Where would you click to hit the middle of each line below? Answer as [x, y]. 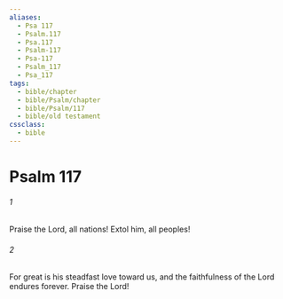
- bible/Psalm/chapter [59, 100]
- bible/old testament [59, 116]
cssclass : [28, 125]
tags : [19, 83]
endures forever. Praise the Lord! [69, 287]
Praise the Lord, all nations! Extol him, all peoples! [100, 229]
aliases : [25, 17]
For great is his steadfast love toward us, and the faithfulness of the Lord [142, 277]
